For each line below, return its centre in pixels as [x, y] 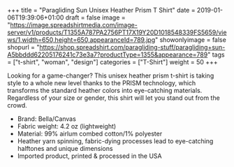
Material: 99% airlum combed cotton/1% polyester [90, 133]
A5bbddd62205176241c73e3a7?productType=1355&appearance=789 [108, 55]
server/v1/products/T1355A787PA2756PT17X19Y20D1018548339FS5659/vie [117, 32]
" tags [216, 55]
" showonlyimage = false [191, 40]
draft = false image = [95, 17]
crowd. [17, 105]
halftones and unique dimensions [65, 148]
